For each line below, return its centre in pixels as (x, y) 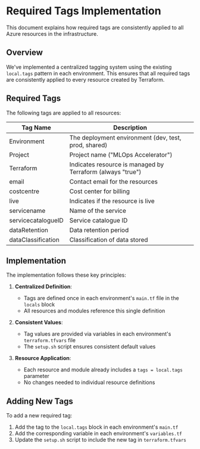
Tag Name (37, 128)
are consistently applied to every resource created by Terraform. (85, 79)
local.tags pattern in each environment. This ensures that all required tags (98, 73)
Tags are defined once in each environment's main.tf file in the (101, 298)
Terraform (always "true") (105, 172)
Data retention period (99, 230)
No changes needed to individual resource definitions (89, 382)
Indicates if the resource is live (112, 201)
